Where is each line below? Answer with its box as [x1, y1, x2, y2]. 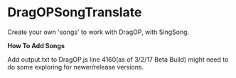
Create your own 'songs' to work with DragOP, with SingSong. [7, 28, 190, 36]
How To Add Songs [7, 41, 65, 50]
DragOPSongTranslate [7, 4, 142, 21]
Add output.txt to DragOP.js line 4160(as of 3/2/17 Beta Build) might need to [7, 55, 229, 64]
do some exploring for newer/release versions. [7, 62, 144, 71]
